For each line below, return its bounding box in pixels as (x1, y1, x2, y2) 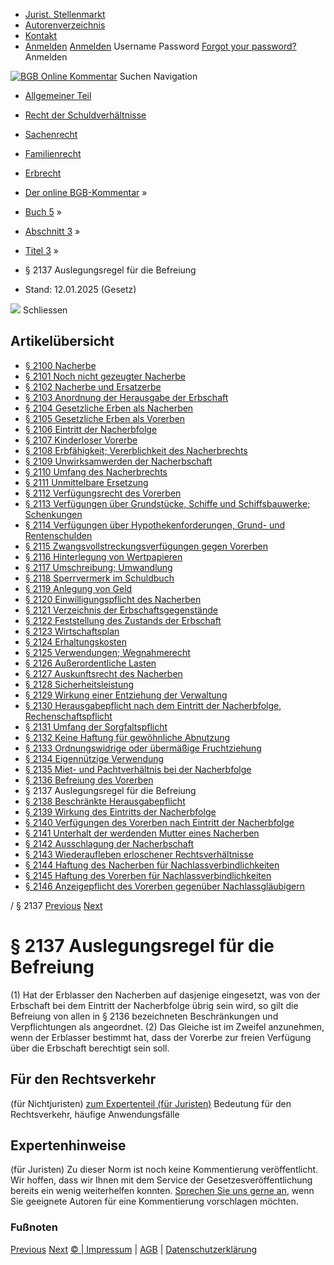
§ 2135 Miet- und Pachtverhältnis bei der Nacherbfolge (24, 763, 252, 775)
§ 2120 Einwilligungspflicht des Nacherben (24, 593, 202, 605)
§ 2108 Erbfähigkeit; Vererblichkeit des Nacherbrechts (24, 444, 248, 456)
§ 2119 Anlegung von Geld (24, 582, 133, 594)
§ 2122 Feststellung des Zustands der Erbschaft (24, 614, 222, 626)
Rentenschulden (24, 529, 93, 541)
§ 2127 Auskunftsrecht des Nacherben (24, 667, 183, 679)
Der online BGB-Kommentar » (24, 187, 148, 198)
